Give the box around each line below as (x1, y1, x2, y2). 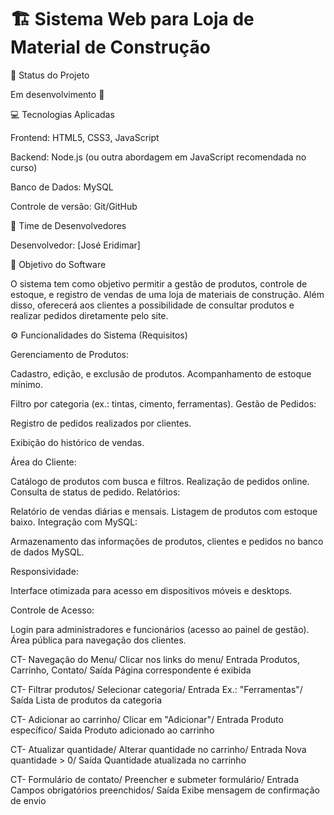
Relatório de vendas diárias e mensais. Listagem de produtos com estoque (10, 505, 318, 517)
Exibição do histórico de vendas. (10, 436, 145, 448)
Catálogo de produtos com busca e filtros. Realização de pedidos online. (10, 475, 310, 487)
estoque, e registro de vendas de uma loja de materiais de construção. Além (10, 288, 325, 300)
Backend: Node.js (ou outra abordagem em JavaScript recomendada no (10, 151, 307, 163)
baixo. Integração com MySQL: (10, 516, 138, 528)
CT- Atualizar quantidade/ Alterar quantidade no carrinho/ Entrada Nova (10, 743, 307, 755)
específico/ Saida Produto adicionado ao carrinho (10, 724, 215, 736)
